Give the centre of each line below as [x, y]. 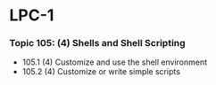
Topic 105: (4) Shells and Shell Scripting [97, 43]
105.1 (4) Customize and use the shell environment [115, 62]
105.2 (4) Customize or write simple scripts [101, 72]
